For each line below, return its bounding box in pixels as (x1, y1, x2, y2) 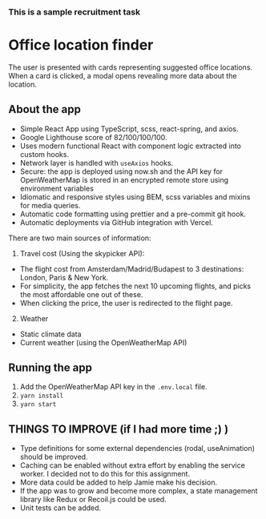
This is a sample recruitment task (8, 6, 141, 18)
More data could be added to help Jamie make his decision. (19, 477, 218, 487)
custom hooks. (19, 149, 70, 159)
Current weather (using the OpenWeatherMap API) (19, 337, 187, 347)
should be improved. (19, 452, 88, 462)
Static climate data (19, 329, 82, 339)
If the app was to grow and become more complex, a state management (19, 486, 258, 496)
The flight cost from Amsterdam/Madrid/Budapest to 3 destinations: (19, 264, 244, 274)
